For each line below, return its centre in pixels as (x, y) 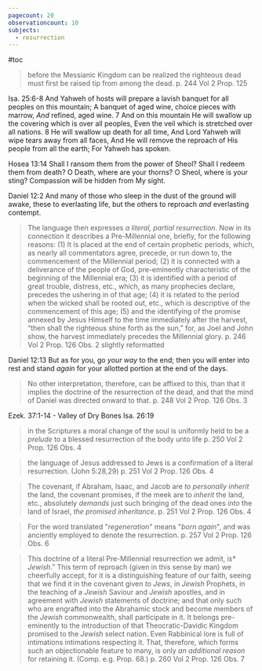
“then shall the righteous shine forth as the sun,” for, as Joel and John (140, 328)
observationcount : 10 (44, 23)
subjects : (24, 30)
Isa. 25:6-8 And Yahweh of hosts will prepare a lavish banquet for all (118, 98)
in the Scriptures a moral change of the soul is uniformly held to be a (138, 431)
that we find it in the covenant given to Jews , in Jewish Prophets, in (136, 584)
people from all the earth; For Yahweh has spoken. (89, 149)
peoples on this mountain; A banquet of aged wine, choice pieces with (122, 107)
